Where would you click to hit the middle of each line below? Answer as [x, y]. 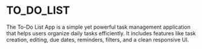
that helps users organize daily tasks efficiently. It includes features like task [101, 33]
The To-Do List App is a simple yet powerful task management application [98, 27]
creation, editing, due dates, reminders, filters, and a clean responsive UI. [98, 39]
